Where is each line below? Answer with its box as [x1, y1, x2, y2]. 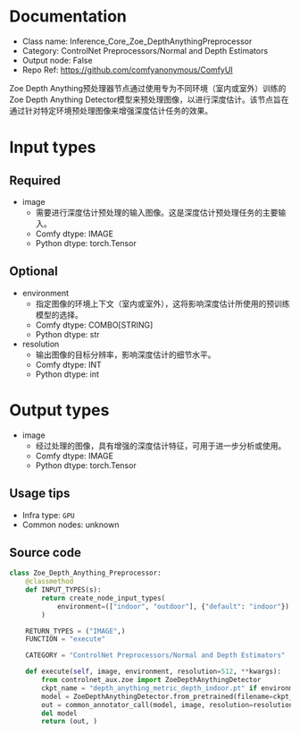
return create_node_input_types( [41, 593, 166, 602]
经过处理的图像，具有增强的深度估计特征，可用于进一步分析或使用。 [35, 440, 287, 451]
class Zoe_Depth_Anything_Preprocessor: [9, 568, 162, 578]
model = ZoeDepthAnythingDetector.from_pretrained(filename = [41, 692, 274, 701]
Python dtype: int [35, 369, 100, 380]
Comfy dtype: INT [35, 359, 103, 370]
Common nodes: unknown [21, 519, 120, 530]
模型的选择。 [35, 309, 83, 320]
